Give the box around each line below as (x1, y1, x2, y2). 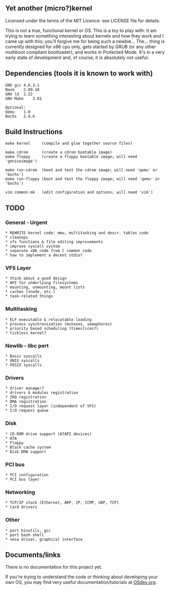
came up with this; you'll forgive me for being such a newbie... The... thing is (5, 38, 165, 44)
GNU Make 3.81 (5, 96, 42, 101)
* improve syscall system (5, 244, 60, 249)
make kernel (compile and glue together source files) (5, 141, 133, 146)
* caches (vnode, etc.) (5, 289, 56, 294)
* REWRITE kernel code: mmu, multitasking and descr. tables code (5, 231, 149, 236)
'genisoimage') (5, 159, 38, 164)
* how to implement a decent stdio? (5, 253, 83, 258)
